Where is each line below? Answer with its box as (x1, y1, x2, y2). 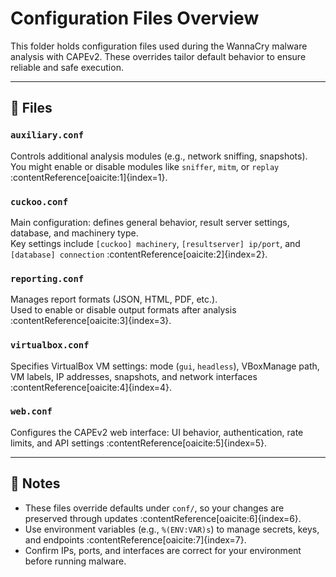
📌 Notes (10, 475, 61, 492)
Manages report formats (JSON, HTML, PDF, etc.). (10, 293, 218, 306)
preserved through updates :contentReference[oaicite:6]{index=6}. (24, 512, 302, 524)
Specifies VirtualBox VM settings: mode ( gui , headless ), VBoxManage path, (10, 360, 320, 372)
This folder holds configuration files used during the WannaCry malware (10, 40, 308, 52)
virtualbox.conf (10, 340, 90, 351)
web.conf (10, 406, 53, 417)
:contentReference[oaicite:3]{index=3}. (10, 315, 172, 327)
